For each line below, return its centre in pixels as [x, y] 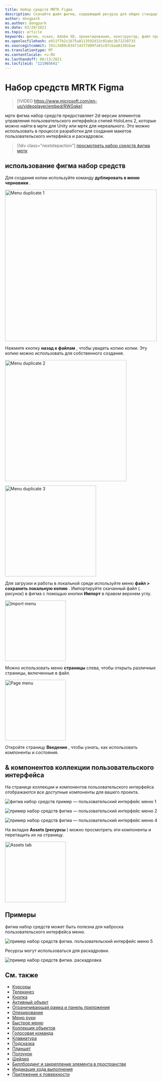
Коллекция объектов [34, 1028]
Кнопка [20, 997]
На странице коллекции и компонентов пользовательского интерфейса [80, 787]
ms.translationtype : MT [29, 50]
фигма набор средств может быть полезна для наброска [64, 926]
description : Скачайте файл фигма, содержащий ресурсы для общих [72, 14]
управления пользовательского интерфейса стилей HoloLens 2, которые [81, 121]
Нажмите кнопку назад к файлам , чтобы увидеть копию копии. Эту [76, 348]
